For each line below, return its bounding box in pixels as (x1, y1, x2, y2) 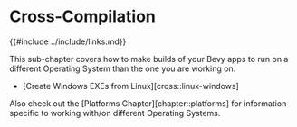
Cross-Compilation (9, 6, 157, 27)
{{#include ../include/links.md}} (9, 36, 127, 47)
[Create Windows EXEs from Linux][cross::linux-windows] (22, 80, 240, 91)
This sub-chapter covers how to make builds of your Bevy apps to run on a (9, 53, 289, 64)
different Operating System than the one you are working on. (9, 63, 236, 74)
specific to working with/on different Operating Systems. (9, 107, 221, 118)
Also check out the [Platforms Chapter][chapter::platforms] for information (9, 97, 287, 109)
